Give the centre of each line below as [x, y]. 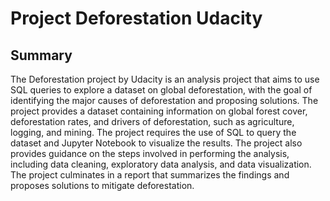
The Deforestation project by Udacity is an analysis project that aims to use [165, 79]
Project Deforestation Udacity [136, 18]
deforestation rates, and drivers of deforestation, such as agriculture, [152, 121]
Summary [41, 55]
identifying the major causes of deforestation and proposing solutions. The [164, 100]
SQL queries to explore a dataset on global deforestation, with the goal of [161, 90]
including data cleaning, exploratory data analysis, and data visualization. [161, 164]
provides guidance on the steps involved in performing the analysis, [150, 153]
